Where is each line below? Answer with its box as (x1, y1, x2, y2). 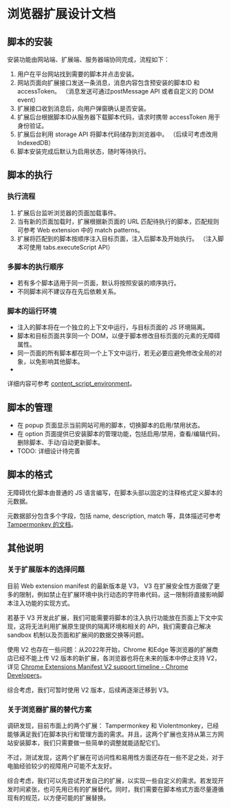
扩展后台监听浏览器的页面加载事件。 (16, 208, 120, 217)
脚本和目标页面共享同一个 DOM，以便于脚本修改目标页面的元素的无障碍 (16, 331, 221, 340)
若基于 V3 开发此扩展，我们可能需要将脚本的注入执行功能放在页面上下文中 (7, 613, 218, 622)
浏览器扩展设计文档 (7, 6, 116, 22)
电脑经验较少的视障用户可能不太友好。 (7, 761, 115, 770)
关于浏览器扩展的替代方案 (7, 704, 92, 714)
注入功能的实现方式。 (12, 599, 74, 607)
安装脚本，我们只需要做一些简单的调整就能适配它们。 (12, 739, 164, 747)
